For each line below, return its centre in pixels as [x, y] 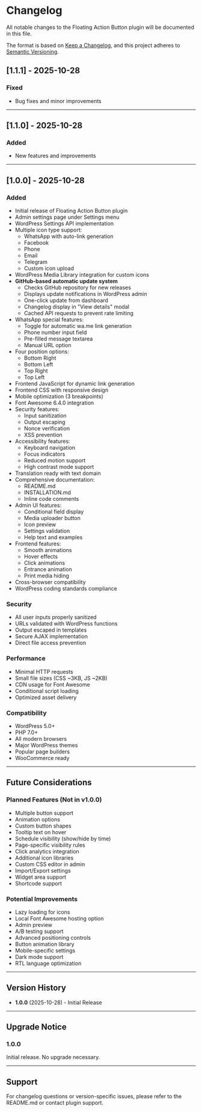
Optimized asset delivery [46, 697]
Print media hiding [46, 576]
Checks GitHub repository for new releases [77, 287]
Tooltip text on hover [41, 832]
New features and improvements [55, 156]
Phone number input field [55, 332]
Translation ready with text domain [58, 473]
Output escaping [44, 422]
